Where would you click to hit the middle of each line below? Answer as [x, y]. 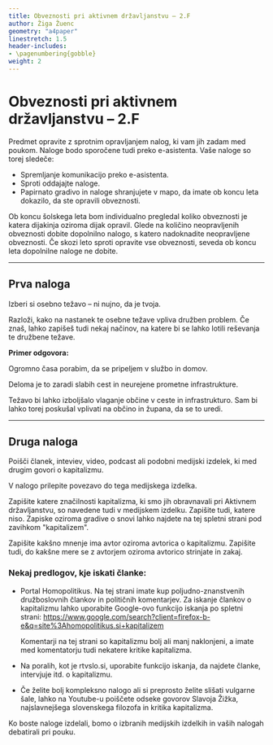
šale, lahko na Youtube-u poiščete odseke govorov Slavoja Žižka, [129, 699]
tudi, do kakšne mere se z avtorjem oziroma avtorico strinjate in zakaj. [126, 552]
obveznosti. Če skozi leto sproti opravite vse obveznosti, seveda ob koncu [132, 242]
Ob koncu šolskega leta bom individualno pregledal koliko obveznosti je [128, 216]
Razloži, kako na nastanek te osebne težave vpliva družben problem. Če [129, 319]
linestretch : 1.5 [38, 39]
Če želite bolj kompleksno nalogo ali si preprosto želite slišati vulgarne [137, 690]
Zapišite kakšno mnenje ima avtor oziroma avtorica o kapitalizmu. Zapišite [132, 543]
